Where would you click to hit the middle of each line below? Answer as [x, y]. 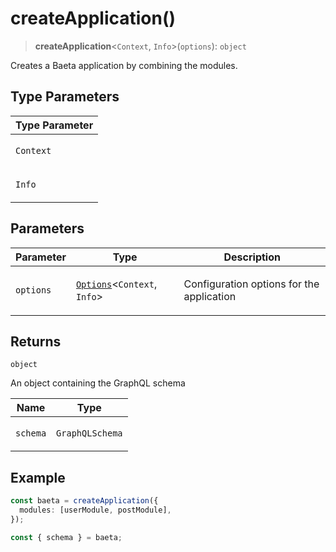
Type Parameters [65, 97]
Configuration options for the [251, 284]
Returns [36, 341]
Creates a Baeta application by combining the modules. [124, 65]
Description [252, 257]
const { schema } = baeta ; [66, 537]
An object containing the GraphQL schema [98, 383]
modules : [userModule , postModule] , [95, 510]
